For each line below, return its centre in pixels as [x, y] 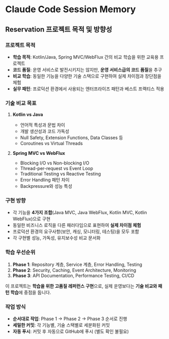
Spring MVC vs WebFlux [39, 153]
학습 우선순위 [20, 252]
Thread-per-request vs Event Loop [57, 168]
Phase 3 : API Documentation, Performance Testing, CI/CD [73, 276]
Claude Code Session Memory [71, 9]
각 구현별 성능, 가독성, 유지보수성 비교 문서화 [57, 238]
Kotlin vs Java [28, 115]
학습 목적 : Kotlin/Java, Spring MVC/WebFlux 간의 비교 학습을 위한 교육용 [86, 57]
